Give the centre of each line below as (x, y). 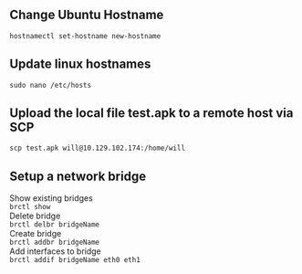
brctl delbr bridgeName (55, 225)
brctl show (30, 207)
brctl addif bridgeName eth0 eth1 (75, 260)
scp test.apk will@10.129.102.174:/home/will (97, 148)
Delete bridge (35, 216)
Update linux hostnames (80, 64)
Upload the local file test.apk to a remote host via (151, 113)
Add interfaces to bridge (56, 251)
